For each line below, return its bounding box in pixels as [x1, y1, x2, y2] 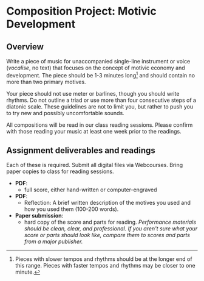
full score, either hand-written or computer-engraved [24, 186, 157, 193]
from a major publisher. [24, 238, 83, 245]
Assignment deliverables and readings [6, 145, 156, 156]
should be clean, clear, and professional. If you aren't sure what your [24, 225, 198, 232]
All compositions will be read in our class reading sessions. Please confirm [6, 121, 193, 129]
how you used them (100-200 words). [24, 205, 119, 213]
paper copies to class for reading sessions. [6, 168, 114, 175]
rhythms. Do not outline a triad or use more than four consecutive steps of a [6, 96, 196, 104]
